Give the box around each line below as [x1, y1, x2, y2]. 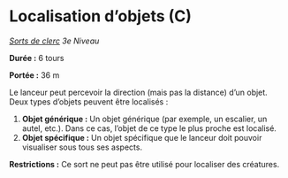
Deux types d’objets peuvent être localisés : [9, 96, 169, 107]
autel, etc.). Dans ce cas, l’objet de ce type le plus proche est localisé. [21, 122, 277, 134]
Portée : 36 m [9, 69, 60, 81]
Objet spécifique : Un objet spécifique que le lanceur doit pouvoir [21, 132, 262, 143]
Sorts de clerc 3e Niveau [9, 35, 100, 46]
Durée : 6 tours [9, 52, 64, 63]
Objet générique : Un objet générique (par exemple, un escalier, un [21, 113, 268, 124]
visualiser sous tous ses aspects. [21, 142, 143, 152]
